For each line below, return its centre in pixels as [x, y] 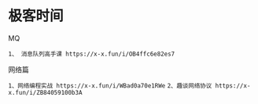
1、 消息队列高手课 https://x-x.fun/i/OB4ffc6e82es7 [92, 54]
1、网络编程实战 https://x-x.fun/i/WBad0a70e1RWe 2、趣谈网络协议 [110, 86]
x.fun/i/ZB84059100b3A [45, 92]
